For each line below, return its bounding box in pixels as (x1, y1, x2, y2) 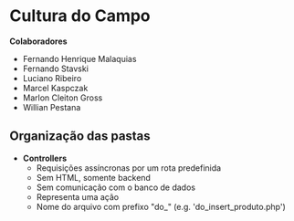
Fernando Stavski (22, 63, 89, 74)
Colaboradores (9, 36, 68, 47)
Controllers (22, 153, 67, 163)
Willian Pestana (22, 101, 81, 112)
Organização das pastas (9, 129, 151, 144)
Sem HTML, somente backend (36, 172, 151, 183)
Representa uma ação (36, 191, 120, 202)
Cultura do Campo (9, 5, 151, 26)
